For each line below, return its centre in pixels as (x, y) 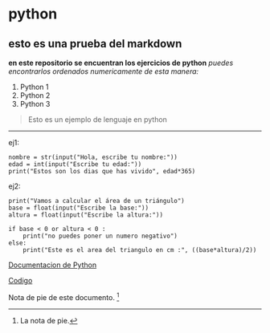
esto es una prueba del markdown (95, 44)
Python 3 (35, 104)
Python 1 (34, 87)
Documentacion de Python (53, 265)
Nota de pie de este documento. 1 (64, 296)
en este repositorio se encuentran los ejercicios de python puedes (121, 63)
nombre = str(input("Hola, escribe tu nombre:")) (93, 157)
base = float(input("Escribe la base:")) (79, 208)
